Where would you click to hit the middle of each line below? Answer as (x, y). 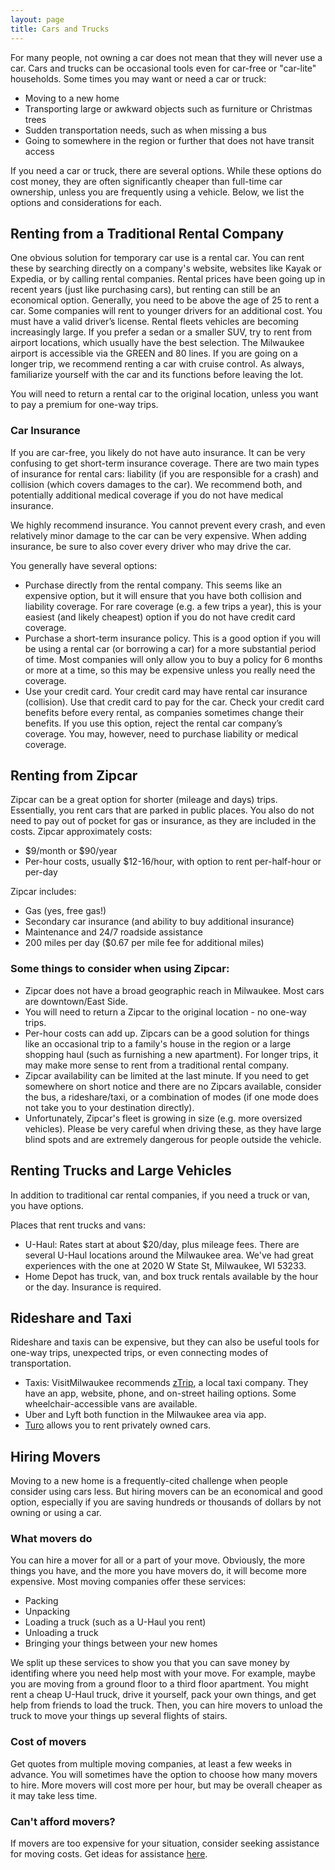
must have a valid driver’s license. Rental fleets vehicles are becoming (154, 322)
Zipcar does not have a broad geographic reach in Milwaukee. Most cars (174, 990)
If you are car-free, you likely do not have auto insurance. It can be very (158, 452)
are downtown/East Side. (76, 1001)
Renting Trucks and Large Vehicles (121, 1171)
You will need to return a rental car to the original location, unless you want (164, 394)
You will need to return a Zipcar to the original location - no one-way (165, 1012)
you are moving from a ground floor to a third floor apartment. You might (159, 1684)
